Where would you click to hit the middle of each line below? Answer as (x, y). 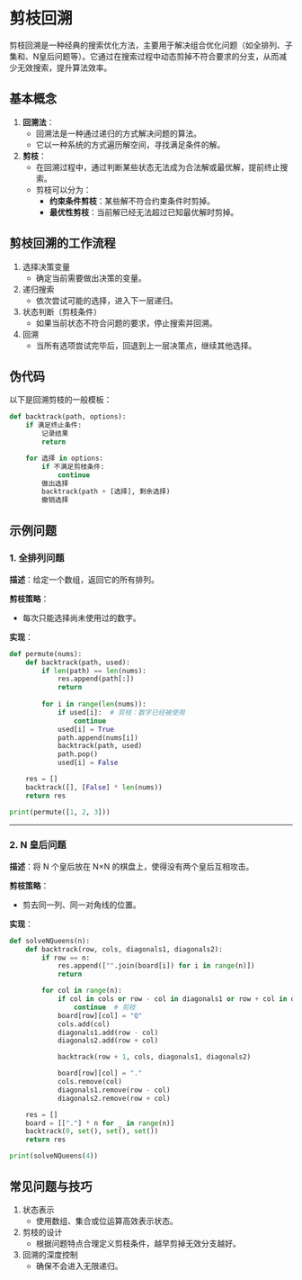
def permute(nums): (46, 654)
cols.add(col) (84, 1024)
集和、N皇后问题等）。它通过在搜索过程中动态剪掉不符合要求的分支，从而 (144, 56)
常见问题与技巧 (51, 1186)
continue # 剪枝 (105, 1007)
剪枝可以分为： (63, 189)
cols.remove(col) (90, 1082)
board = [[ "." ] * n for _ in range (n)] (100, 1123)
